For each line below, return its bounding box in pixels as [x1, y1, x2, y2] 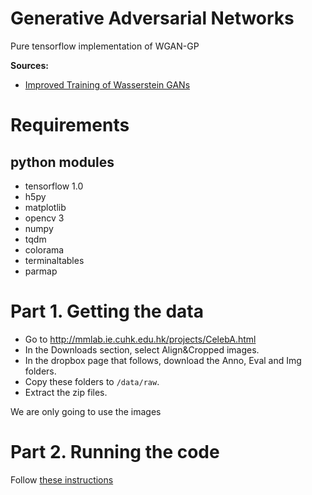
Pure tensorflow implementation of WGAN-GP [10, 40, 200, 52]
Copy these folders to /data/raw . [24, 375, 160, 387]
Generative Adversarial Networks [10, 7, 295, 30]
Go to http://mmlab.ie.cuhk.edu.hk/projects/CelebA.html [24, 333, 257, 345]
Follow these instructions [10, 473, 114, 486]
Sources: [10, 59, 49, 71]
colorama [24, 243, 65, 256]
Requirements [10, 114, 130, 137]
